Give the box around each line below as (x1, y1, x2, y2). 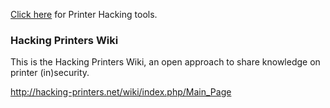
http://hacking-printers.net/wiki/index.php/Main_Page (10, 86, 232, 98)
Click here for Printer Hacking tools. (10, 9, 158, 20)
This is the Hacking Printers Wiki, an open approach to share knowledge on (10, 56, 321, 68)
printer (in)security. (10, 67, 90, 79)
